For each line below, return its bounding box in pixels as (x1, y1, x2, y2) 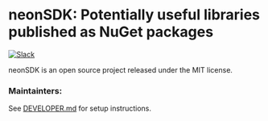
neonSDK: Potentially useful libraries (8, 6, 260, 24)
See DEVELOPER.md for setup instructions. (8, 103, 151, 114)
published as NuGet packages (8, 23, 214, 41)
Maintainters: (8, 85, 63, 96)
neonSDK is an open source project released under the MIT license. (8, 65, 233, 74)
